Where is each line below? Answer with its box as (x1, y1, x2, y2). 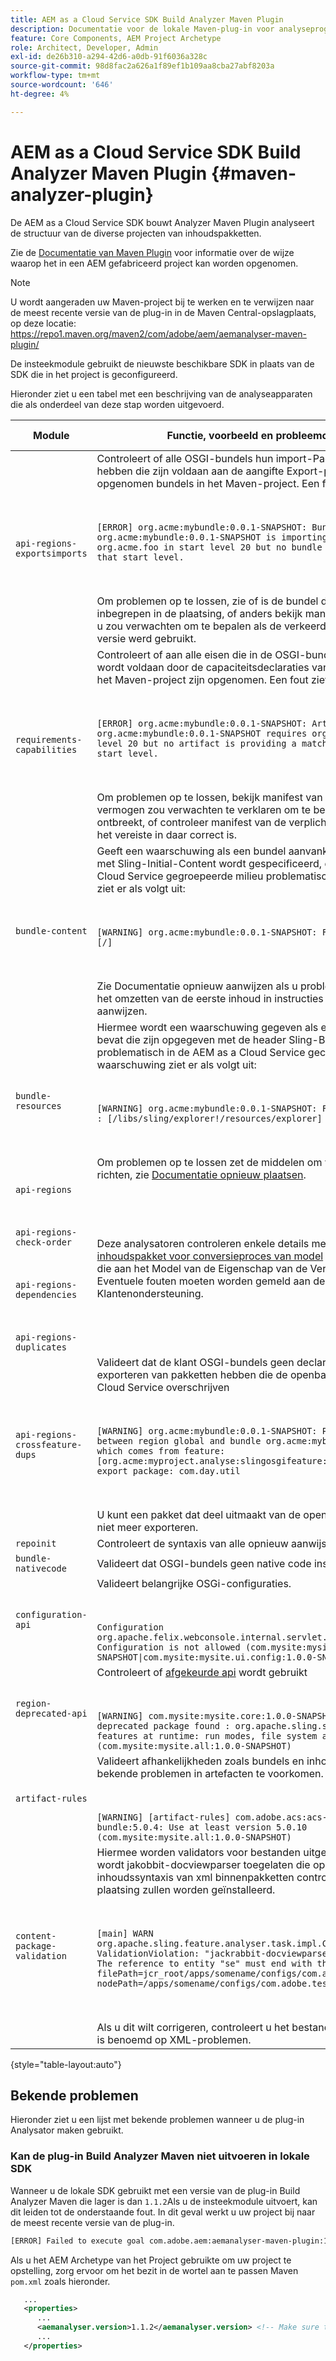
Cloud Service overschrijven (96, 1380, 230, 1394)
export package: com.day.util (96, 1465, 241, 1476)
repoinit (15, 1537, 57, 1549)
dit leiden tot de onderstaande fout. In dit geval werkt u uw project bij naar (10, 2206, 316, 2218)
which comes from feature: (96, 1445, 226, 1456)
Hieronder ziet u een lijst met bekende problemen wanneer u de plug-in (10, 2114, 305, 2126)
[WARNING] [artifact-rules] (96, 1811, 231, 1823)
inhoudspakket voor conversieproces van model (96, 1249, 324, 1263)
